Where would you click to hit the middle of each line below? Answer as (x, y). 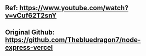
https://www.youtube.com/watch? (74, 8)
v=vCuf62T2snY (31, 16)
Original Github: (30, 32)
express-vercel (29, 47)
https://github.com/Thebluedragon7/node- (73, 40)
